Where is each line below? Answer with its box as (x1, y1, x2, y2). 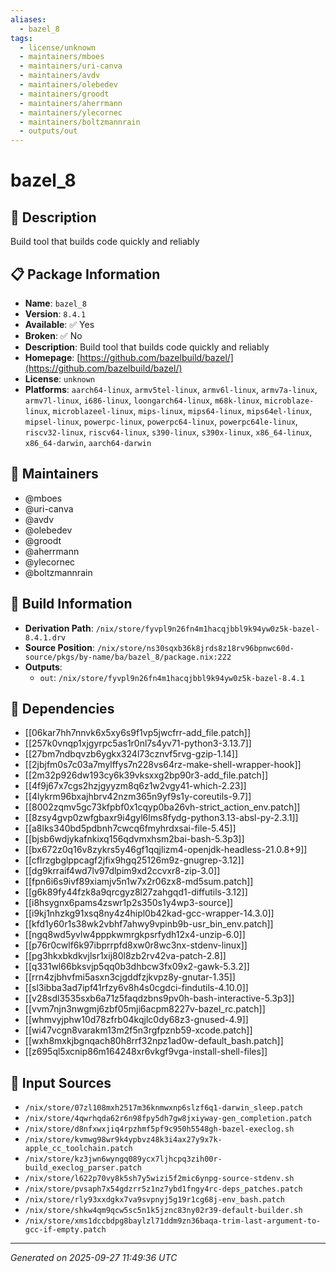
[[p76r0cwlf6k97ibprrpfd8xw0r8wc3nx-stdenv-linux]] (24, 939, 248, 951)
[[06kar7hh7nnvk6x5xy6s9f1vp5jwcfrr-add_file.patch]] (24, 727, 252, 739)
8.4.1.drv (24, 632, 67, 643)
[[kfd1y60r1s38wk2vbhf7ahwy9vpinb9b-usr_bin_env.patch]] (24, 918, 274, 930)
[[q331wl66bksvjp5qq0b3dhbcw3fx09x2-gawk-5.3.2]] (24, 961, 250, 973)
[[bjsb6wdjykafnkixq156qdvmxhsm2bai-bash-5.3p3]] (24, 833, 245, 845)
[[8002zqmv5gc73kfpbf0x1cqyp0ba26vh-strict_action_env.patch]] (24, 801, 301, 813)
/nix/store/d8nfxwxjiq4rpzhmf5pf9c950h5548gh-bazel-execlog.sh (24, 1124, 295, 1135)
